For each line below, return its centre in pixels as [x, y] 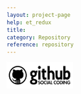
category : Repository [39, 37]
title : [16, 30]
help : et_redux [29, 22]
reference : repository [40, 45]
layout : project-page [39, 15]
